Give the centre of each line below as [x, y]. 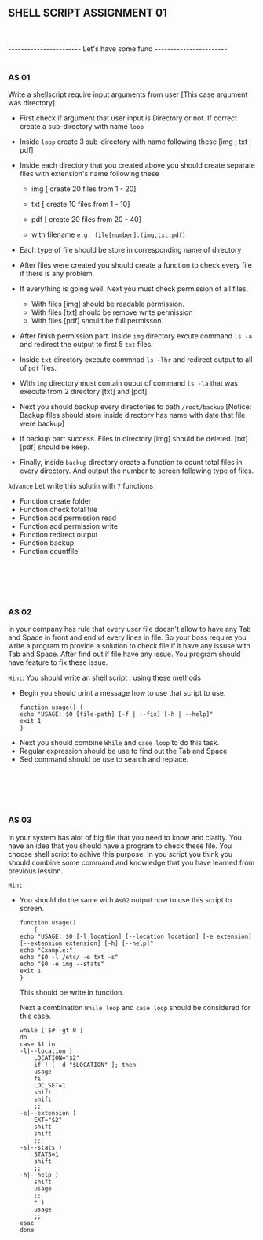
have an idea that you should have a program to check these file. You [120, 846]
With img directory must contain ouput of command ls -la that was [128, 383]
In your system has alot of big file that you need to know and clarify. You [125, 837]
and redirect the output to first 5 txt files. [86, 345]
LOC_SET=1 [50, 1085]
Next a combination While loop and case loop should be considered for [135, 1007]
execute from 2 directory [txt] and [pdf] [83, 392]
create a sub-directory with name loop [82, 127]
